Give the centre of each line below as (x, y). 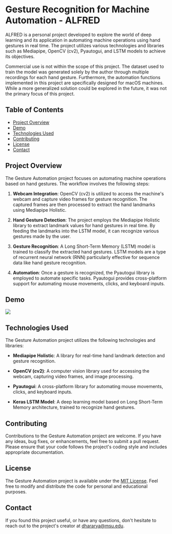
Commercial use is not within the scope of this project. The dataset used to (85, 66)
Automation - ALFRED (53, 20)
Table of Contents (35, 110)
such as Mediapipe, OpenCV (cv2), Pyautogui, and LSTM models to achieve (85, 51)
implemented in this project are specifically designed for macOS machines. (85, 83)
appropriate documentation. (35, 452)
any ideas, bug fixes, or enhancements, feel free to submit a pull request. (83, 441)
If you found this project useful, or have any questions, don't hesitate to (81, 520)
